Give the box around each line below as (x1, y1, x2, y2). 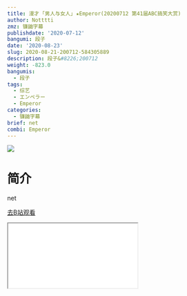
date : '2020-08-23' (7, 42, 63, 49)
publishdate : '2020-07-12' (7, 29, 85, 37)
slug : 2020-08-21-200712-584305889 (7, 49, 110, 56)
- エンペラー (13, 94, 46, 101)
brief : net (7, 119, 39, 127)
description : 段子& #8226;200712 (7, 55, 98, 62)
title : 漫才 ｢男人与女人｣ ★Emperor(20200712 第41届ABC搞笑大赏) (7, 10, 181, 17)
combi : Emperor (7, 126, 51, 133)
